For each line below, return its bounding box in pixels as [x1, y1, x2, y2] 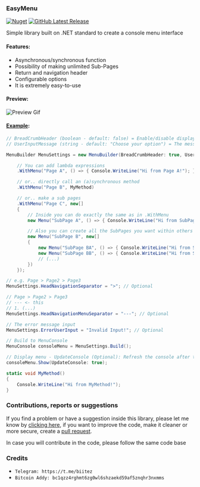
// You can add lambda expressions [17, 162, 105, 168]
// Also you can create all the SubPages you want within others [27, 228, 193, 234]
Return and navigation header [14, 69, 88, 76]
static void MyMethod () [6, 370, 65, 377]
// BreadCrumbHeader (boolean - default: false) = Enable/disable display [6, 135, 196, 141]
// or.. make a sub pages [17, 195, 82, 201]
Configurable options [14, 75, 67, 82]
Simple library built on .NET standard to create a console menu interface [6, 29, 183, 36]
